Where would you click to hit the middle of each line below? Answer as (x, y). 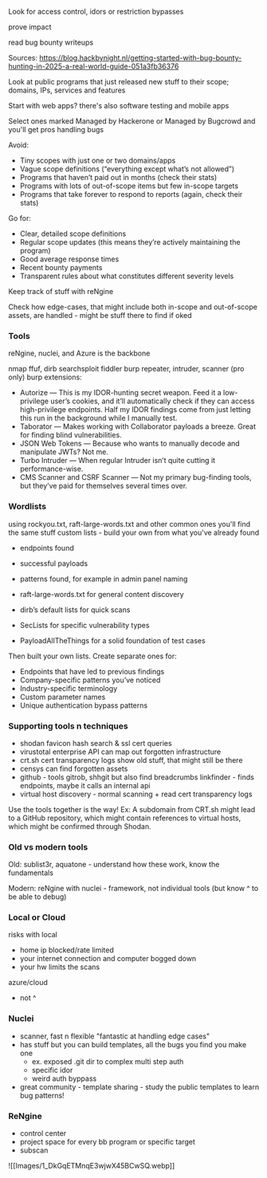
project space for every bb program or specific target (107, 1142)
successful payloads (54, 563)
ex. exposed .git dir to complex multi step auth (108, 1061)
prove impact (30, 27)
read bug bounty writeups (51, 42)
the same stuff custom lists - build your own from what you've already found (134, 532)
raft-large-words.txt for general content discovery (102, 594)
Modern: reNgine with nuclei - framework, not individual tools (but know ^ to (133, 889)
